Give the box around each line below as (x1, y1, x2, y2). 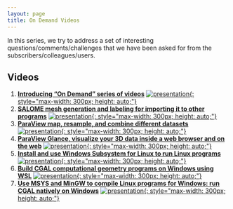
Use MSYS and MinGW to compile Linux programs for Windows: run (17, 180, 220, 188)
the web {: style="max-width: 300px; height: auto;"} (17, 142, 213, 151)
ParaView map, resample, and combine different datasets (17, 120, 189, 128)
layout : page (7, 10, 46, 18)
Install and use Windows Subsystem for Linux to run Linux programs (17, 149, 221, 158)
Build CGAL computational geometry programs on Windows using (17, 164, 214, 173)
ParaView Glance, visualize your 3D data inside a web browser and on (17, 135, 225, 143)
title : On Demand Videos (7, 17, 80, 24)
